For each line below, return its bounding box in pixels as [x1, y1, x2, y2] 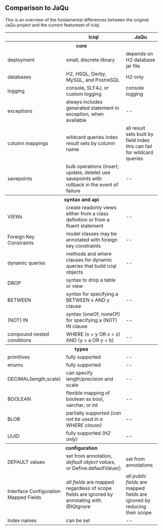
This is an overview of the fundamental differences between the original [5, 17, 149, 22]
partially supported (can [66, 409, 121, 416]
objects [66, 268, 83, 275]
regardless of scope [66, 485, 112, 492]
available [66, 116, 86, 123]
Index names [7, 517, 37, 524]
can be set [66, 517, 90, 524]
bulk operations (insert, [66, 163, 119, 170]
